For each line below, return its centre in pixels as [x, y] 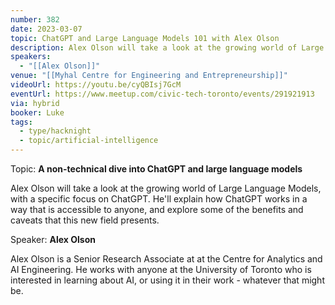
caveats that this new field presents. [85, 220]
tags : [21, 122]
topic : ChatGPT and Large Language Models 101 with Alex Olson [145, 38]
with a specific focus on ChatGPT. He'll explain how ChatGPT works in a [159, 199]
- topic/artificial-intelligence [89, 141]
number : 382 [35, 19]
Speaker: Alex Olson [53, 239]
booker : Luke [37, 112]
